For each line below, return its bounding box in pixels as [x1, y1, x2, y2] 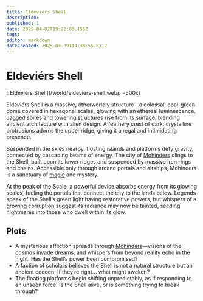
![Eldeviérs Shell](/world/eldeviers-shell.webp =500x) [6, 89, 141, 96]
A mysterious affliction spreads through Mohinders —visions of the [15, 242, 182, 249]
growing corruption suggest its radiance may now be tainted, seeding [6, 202, 181, 209]
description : [6, 15, 40, 21]
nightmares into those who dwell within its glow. [6, 208, 126, 216]
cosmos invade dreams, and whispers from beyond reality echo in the [15, 249, 190, 256]
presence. [6, 133, 32, 140]
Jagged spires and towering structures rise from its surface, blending [6, 114, 181, 121]
